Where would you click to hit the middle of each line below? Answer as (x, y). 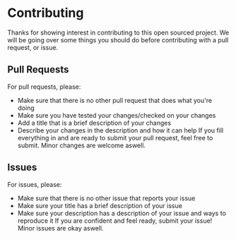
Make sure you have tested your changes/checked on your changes (117, 115)
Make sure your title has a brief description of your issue (100, 205)
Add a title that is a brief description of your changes (94, 123)
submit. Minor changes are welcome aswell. (82, 145)
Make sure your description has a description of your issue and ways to (122, 213)
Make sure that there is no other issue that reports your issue (106, 198)
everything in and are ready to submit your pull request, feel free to (115, 137)
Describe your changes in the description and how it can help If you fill (120, 130)
